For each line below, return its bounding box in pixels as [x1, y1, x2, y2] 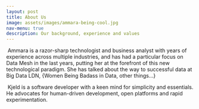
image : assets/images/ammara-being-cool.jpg [6, 20, 119, 25]
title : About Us [6, 14, 46, 20]
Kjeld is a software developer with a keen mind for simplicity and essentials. [7, 84, 194, 91]
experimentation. [6, 96, 48, 104]
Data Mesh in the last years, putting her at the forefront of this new [6, 60, 170, 67]
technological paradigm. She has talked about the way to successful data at [6, 66, 192, 73]
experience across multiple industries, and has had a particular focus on [6, 53, 184, 60]
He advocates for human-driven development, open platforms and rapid [6, 90, 183, 97]
